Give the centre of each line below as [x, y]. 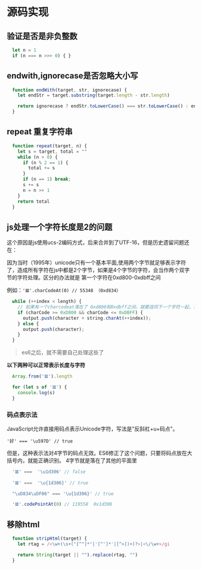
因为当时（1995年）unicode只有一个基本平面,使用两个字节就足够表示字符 [97, 262]
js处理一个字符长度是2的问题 [60, 227]
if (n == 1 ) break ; [47, 180]
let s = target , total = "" [52, 151]
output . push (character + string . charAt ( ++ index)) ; [87, 318]
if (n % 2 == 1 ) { [45, 163]
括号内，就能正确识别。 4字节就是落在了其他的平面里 [72, 460]
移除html [23, 525]
